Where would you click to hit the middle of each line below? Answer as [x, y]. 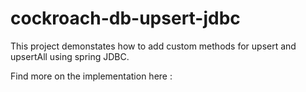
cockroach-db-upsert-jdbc [125, 18]
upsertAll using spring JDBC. [70, 56]
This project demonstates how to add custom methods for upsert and [153, 46]
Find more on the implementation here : [91, 76]
